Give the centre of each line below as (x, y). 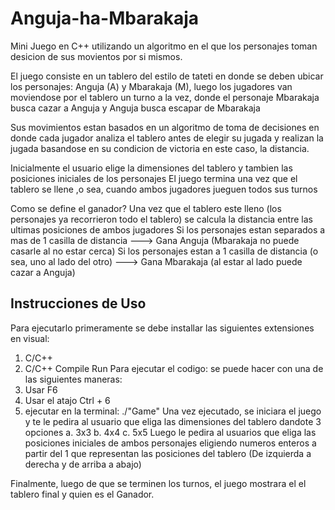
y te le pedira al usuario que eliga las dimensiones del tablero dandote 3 (173, 421)
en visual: (30, 338)
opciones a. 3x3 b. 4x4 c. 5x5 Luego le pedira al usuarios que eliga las (170, 432)
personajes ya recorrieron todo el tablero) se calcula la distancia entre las (161, 219)
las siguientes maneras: (73, 379)
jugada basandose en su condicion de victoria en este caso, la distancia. (160, 148)
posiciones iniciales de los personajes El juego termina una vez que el (154, 178)
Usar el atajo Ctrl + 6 (67, 400)
